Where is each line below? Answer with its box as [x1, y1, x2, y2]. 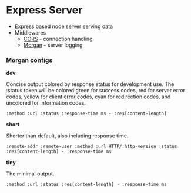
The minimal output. [6, 170, 55, 177]
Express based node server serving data [14, 23, 113, 30]
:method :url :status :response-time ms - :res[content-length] [6, 111, 167, 117]
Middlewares [14, 29, 46, 36]
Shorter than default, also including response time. [6, 132, 129, 139]
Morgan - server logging [23, 42, 83, 49]
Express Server [6, 4, 83, 17]
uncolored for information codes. [6, 99, 86, 106]
